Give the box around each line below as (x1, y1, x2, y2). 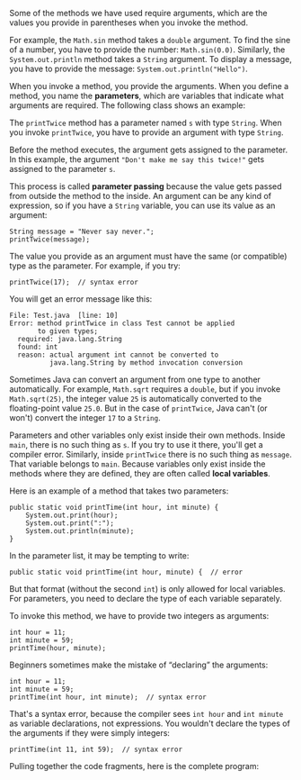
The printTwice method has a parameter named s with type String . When (9, 117, 283, 128)
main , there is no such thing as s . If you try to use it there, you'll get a (9, 440, 263, 449)
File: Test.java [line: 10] (9, 311, 119, 320)
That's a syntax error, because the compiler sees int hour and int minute (9, 709, 284, 719)
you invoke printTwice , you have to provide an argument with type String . (9, 127, 285, 138)
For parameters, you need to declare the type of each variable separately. (9, 594, 283, 603)
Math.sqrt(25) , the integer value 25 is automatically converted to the (9, 394, 262, 404)
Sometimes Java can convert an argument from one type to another (9, 374, 261, 385)
